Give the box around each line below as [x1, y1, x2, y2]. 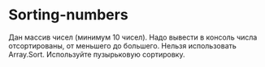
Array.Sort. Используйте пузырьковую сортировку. [8, 49, 185, 59]
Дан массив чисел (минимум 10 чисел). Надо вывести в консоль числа [8, 32, 258, 42]
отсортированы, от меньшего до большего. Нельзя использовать [8, 40, 237, 50]
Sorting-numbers [8, 6, 128, 24]
